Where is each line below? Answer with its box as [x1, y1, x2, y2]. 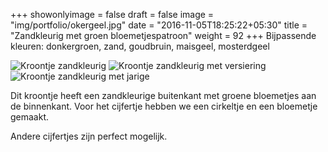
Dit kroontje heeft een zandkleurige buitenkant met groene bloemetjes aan [10, 90, 317, 101]
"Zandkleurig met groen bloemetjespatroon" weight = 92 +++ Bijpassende [10, 30, 317, 41]
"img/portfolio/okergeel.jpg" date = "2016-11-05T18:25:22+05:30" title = [10, 19, 308, 31]
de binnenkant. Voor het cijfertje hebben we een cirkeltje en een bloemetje [10, 100, 318, 112]
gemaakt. [10, 111, 50, 123]
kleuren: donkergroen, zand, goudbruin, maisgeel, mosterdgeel [10, 40, 270, 52]
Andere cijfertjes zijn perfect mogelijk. [10, 130, 168, 142]
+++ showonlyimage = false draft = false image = [10, 9, 215, 20]
